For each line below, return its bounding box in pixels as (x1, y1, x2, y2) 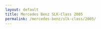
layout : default (5, 7, 39, 12)
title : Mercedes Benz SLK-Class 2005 (5, 12, 83, 17)
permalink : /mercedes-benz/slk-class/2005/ (5, 16, 97, 21)
